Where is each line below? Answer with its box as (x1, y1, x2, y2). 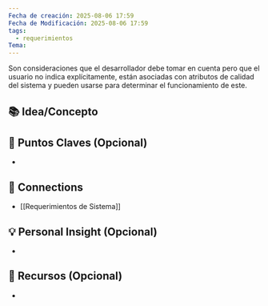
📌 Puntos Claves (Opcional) (8, 135, 148, 149)
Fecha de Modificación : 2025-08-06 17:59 (8, 19, 149, 27)
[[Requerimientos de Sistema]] (19, 202, 122, 211)
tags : (8, 26, 26, 34)
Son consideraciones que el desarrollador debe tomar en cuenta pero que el (8, 63, 260, 73)
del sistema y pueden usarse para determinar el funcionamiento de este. (8, 81, 248, 91)
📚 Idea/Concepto (8, 105, 98, 119)
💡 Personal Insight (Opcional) (8, 225, 158, 239)
